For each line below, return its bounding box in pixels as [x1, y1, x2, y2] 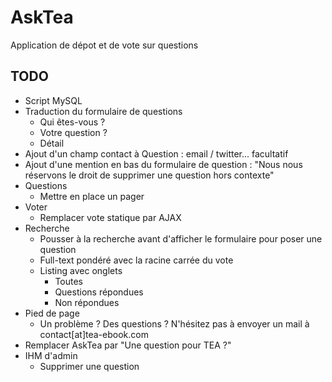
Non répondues [54, 296, 120, 308]
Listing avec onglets [39, 264, 123, 276]
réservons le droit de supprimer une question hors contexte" [24, 169, 275, 181]
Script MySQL [24, 94, 83, 106]
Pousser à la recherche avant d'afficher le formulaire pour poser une [39, 232, 323, 245]
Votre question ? [39, 126, 108, 138]
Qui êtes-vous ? [39, 116, 106, 128]
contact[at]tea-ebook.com [39, 328, 149, 340]
